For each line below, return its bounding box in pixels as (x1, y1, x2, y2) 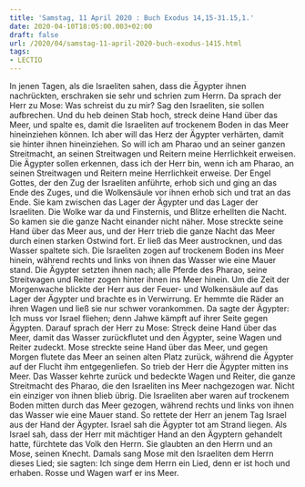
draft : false (9, 30, 59, 39)
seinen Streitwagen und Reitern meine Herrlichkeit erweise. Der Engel (9, 167, 271, 178)
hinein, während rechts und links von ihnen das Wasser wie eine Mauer (9, 255, 277, 265)
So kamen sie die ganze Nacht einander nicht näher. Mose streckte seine (9, 216, 284, 227)
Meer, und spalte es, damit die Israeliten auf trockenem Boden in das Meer (9, 119, 290, 130)
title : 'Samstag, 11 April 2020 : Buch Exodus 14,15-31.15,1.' (9, 13, 255, 23)
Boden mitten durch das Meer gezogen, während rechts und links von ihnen (9, 400, 294, 411)
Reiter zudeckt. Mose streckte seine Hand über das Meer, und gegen (9, 342, 269, 352)
